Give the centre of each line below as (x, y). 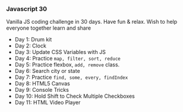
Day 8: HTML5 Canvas (42, 84)
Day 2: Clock (30, 46)
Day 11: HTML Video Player (48, 103)
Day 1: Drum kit (33, 40)
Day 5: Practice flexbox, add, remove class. (67, 65)
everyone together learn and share (48, 28)
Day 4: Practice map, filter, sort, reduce (67, 59)
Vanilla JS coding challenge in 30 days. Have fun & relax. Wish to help (92, 22)
